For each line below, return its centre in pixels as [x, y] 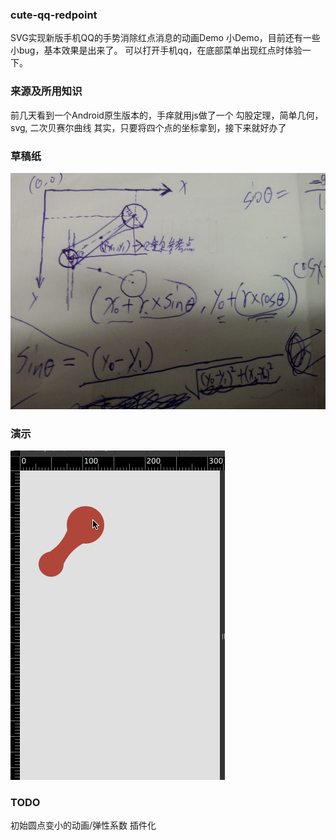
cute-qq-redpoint [54, 15]
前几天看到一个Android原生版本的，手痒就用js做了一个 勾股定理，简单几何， [167, 115]
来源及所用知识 [46, 91]
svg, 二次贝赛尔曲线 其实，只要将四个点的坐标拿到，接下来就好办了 [148, 127]
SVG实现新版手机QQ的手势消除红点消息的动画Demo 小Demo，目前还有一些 [165, 38]
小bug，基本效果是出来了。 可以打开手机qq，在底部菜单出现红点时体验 [156, 50]
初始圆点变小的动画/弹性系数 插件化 [83, 825]
